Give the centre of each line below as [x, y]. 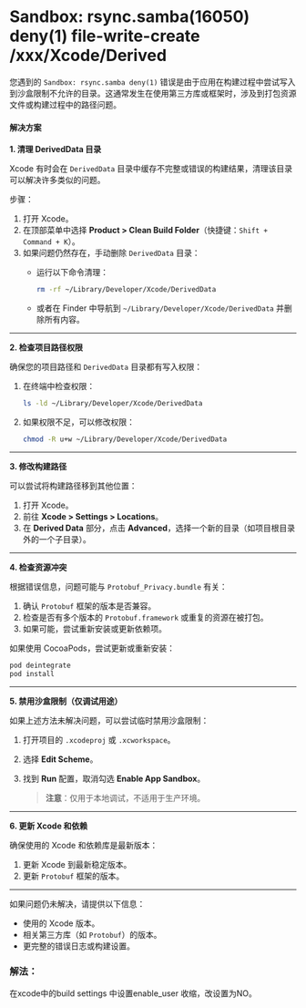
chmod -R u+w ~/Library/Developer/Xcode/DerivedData [125, 439]
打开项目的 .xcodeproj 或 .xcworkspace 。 [99, 739]
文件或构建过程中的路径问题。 [65, 104]
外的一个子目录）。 [56, 539]
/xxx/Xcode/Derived [88, 56]
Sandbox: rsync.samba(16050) [130, 17]
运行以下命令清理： [72, 273]
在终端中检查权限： [59, 386]
